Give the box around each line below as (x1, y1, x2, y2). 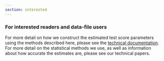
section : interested (5, 7, 48, 12)
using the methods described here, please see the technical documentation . (5, 40, 160, 46)
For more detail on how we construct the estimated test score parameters (5, 34, 154, 40)
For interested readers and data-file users (5, 23, 107, 30)
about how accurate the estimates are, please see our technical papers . (5, 50, 150, 56)
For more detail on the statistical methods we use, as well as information (5, 45, 151, 51)
